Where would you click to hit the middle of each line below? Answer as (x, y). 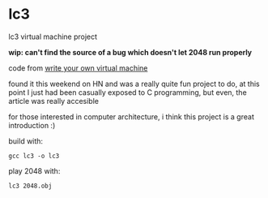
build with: (26, 141)
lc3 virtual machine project (53, 37)
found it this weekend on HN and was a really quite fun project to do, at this (134, 84)
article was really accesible (54, 101)
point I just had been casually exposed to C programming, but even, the (128, 92)
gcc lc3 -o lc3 (34, 156)
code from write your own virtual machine (78, 68)
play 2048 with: (34, 170)
